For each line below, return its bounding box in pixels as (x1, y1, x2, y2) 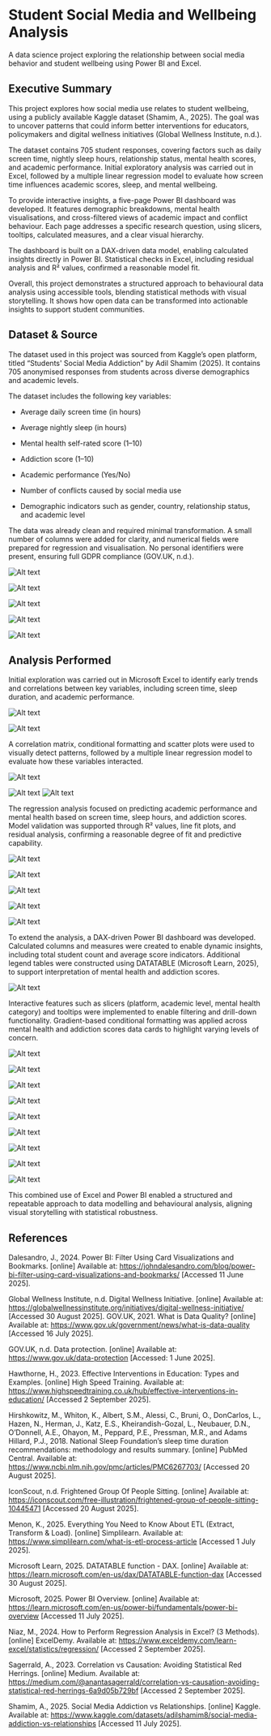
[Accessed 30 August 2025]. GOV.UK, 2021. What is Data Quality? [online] (8, 1312, 256, 1321)
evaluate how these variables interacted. (8, 756, 144, 766)
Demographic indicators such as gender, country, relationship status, (19, 501, 251, 510)
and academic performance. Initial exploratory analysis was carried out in (8, 162, 253, 172)
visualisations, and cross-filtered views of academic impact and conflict (8, 213, 248, 222)
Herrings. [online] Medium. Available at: (8, 1669, 140, 1678)
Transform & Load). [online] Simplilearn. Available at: (8, 1528, 184, 1538)
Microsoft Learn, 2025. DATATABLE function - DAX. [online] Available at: (8, 1561, 249, 1571)
